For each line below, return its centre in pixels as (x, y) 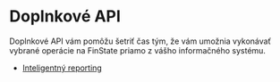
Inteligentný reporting (62, 68)
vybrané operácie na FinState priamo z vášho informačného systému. (138, 50)
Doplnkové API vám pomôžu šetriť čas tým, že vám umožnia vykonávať (140, 41)
